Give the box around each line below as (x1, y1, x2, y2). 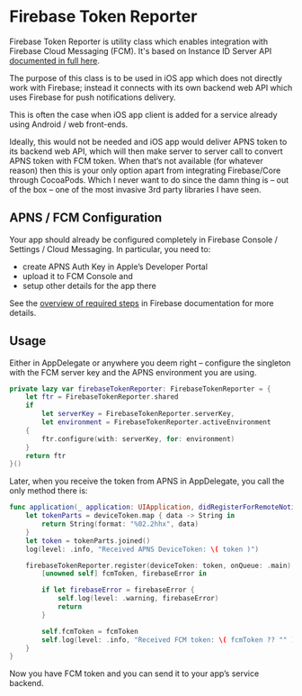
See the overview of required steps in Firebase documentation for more (9, 297, 274, 308)
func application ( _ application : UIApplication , (9, 502, 195, 512)
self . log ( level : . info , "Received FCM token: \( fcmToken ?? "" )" (41, 635, 299, 645)
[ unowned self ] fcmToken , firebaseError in (41, 569, 207, 578)
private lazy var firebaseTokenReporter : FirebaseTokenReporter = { (9, 384, 271, 393)
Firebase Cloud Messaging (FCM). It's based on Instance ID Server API (9, 45, 272, 56)
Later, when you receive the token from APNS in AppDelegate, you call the (9, 475, 285, 487)
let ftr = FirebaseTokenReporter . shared (25, 393, 179, 402)
